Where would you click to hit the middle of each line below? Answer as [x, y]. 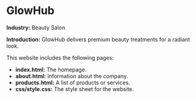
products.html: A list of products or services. [73, 82]
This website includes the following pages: [60, 57]
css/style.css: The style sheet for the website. [74, 89]
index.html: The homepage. [51, 69]
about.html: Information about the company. [72, 76]
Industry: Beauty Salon [36, 28]
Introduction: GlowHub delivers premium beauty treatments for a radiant [98, 39]
